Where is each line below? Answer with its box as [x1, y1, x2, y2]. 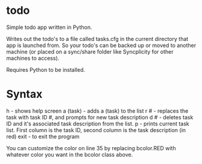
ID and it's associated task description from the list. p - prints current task [6, 120, 190, 127]
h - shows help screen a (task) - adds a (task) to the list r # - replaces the [6, 107, 189, 115]
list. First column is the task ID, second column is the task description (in [6, 126, 186, 133]
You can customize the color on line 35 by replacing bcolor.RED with [6, 144, 176, 151]
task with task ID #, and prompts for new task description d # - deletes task [6, 113, 194, 121]
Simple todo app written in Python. [6, 24, 92, 31]
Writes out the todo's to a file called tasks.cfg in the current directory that [6, 35, 189, 42]
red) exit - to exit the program [6, 133, 80, 140]
